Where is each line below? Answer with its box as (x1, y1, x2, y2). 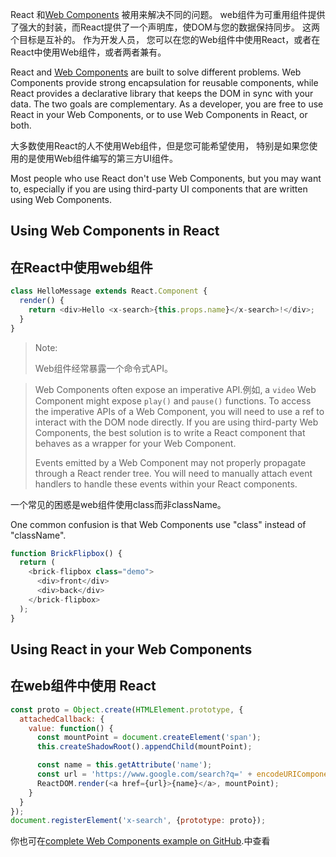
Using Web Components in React (10, 223, 220, 240)
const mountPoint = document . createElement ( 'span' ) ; (36, 733, 262, 743)
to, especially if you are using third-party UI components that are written (10, 183, 308, 195)
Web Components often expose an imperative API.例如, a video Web (34, 383, 317, 395)
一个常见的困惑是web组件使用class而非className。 (10, 498, 227, 510)
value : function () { (28, 723, 114, 733)
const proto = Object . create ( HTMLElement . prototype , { (10, 704, 244, 715)
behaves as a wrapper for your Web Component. (34, 437, 237, 449)
